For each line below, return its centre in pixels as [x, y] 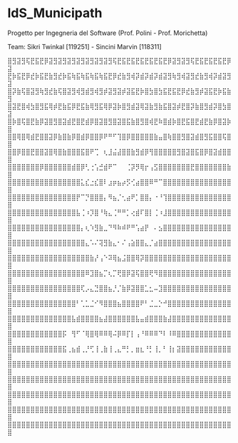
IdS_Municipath [55, 13]
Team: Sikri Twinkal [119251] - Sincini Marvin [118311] [84, 46]
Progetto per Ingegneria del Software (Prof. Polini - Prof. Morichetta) [108, 33]
